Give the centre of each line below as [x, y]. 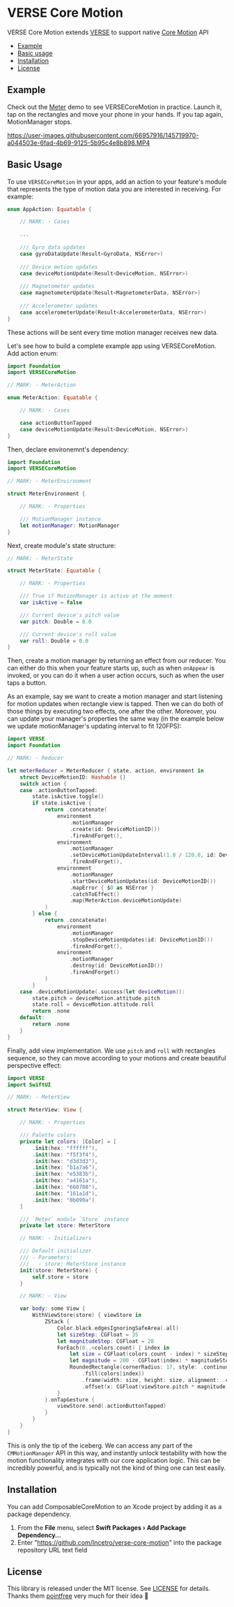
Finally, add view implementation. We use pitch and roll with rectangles [111, 1051]
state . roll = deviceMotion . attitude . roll [93, 1004]
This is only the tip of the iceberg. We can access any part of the [100, 1446]
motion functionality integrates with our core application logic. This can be [114, 1460]
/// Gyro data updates [53, 247]
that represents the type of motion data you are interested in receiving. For [114, 189]
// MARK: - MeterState [40, 558]
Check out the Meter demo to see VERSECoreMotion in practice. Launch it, [115, 107]
